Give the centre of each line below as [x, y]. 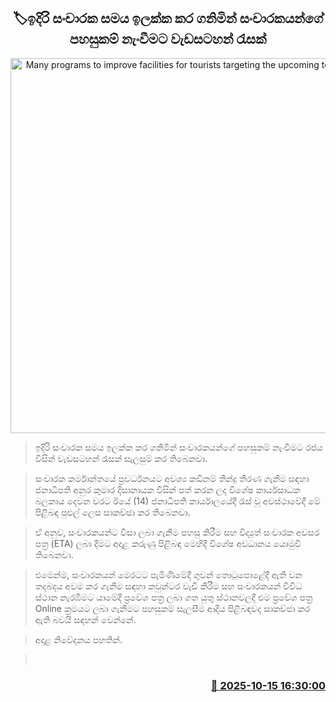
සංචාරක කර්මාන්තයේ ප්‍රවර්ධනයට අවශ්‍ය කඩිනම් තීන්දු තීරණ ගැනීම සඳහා [172, 478]
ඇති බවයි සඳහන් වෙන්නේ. [85, 619]
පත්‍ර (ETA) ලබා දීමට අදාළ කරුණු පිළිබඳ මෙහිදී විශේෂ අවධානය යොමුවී [168, 543]
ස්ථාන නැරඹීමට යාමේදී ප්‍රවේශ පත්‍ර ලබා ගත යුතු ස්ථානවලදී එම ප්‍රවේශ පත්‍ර [173, 597]
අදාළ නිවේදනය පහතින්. [78, 639]
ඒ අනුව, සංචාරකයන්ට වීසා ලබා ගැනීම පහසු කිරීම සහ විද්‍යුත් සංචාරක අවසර [177, 532]
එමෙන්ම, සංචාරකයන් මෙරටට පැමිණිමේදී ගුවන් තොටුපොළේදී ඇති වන [168, 574]
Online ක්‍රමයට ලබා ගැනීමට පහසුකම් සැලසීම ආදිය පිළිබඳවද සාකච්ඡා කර [172, 608]
